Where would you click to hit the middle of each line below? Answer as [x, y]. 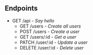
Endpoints [21, 8]
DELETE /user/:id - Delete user [52, 47]
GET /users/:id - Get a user [48, 37]
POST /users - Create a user [50, 31]
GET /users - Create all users [50, 26]
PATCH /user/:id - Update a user [54, 42]
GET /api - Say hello [33, 20]
